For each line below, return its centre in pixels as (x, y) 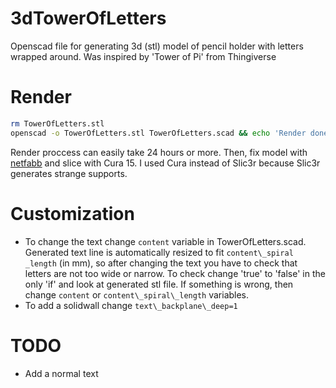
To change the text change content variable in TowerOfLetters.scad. (165, 241)
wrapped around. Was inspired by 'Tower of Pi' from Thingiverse (143, 56)
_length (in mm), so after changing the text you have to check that (161, 263)
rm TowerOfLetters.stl (57, 123)
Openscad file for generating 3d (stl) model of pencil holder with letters (157, 46)
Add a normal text (61, 373)
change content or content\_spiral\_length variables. (137, 294)
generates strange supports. (69, 173)
